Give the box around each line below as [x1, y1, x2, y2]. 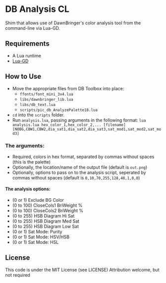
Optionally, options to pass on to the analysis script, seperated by [12, 170, 146, 175]
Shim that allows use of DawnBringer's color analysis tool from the [5, 20, 141, 26]
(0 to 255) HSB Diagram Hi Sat [12, 213, 75, 219]
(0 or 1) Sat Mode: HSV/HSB [12, 234, 70, 240]
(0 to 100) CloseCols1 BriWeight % [12, 202, 83, 209]
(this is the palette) [12, 159, 51, 165]
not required [5, 272, 31, 278]
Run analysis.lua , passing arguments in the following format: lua [12, 117, 146, 123]
